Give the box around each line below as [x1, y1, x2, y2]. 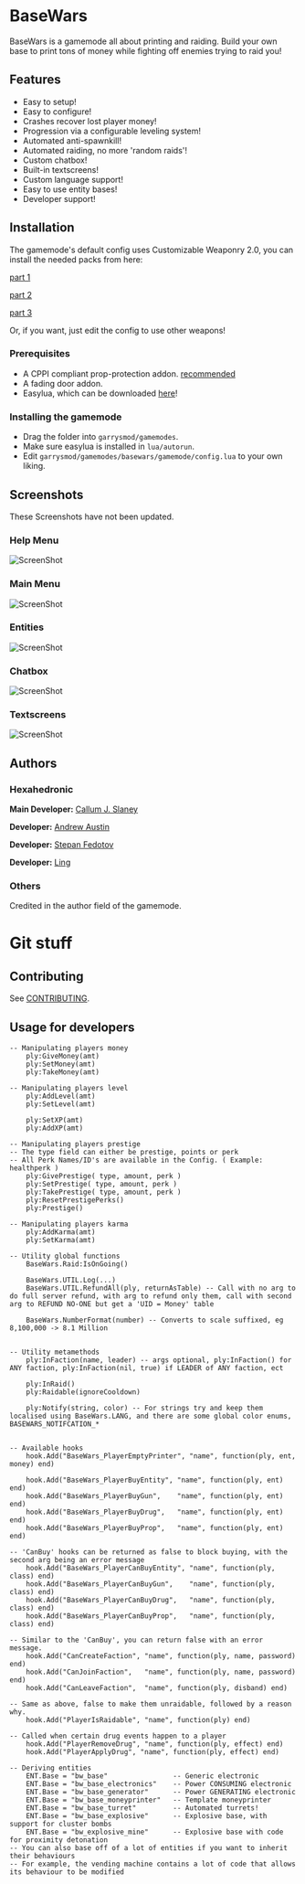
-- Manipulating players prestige [9, 1140, 142, 1149]
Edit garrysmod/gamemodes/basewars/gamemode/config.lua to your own [22, 451, 283, 462]
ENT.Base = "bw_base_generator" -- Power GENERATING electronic [26, 1788, 297, 1797]
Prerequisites [9, 347, 70, 360]
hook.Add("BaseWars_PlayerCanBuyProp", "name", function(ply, [26, 1612, 276, 1621]
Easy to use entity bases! [22, 184, 118, 195]
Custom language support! [22, 174, 123, 185]
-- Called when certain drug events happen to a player [9, 1731, 226, 1741]
